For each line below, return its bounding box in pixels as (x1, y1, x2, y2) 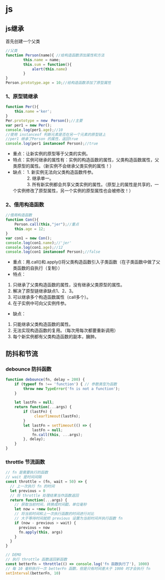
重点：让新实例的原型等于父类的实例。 (12, 151, 90, 156)
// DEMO (5, 552, 22, 557)
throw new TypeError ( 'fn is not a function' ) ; (23, 386, 120, 391)
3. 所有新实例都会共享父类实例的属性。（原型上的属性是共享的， (27, 182, 155, 188)
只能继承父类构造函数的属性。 (12, 321, 73, 327)
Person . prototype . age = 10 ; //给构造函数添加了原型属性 (5, 80, 111, 85)
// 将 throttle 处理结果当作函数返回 (10, 493, 79, 498)
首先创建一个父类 (5, 39, 40, 44)
